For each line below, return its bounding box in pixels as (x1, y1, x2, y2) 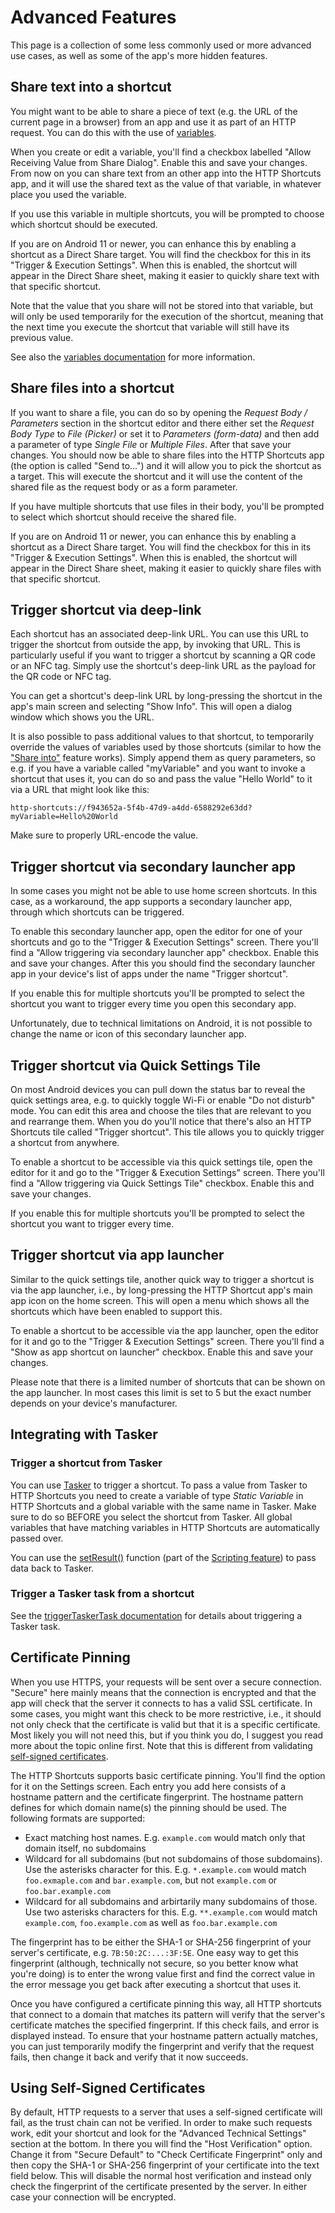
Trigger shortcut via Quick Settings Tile (10, 1057, 262, 1074)
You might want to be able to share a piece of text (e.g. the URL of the (10, 105, 298, 117)
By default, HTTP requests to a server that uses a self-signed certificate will (10, 2106, 323, 2118)
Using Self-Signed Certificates (10, 2080, 206, 2096)
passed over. (10, 1532, 64, 1544)
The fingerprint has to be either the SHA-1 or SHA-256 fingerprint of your (10, 1936, 312, 1948)
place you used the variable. (10, 188, 127, 200)
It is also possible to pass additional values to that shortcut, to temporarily (10, 731, 315, 743)
